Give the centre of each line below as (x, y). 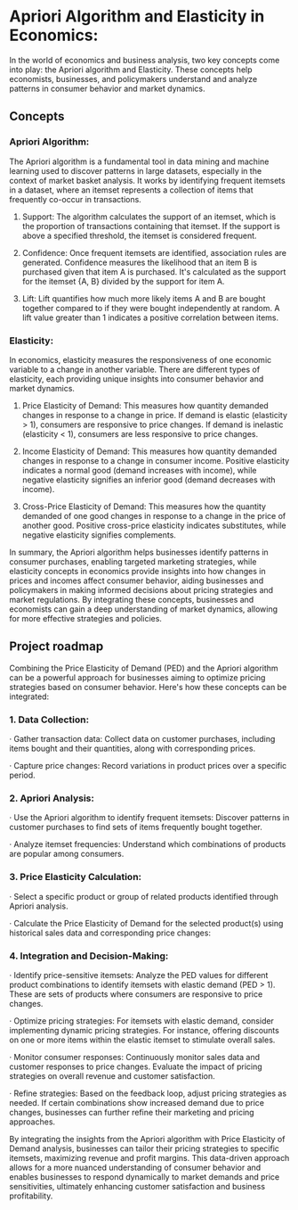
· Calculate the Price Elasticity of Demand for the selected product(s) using (146, 923)
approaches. (32, 1122)
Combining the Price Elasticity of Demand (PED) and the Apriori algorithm (144, 668)
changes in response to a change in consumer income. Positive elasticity (156, 460)
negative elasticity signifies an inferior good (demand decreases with (149, 480)
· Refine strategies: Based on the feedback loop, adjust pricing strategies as (148, 1093)
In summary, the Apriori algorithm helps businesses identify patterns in (139, 552)
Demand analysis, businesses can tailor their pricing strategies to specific (145, 1148)
